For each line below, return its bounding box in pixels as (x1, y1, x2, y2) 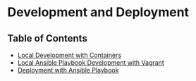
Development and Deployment (7, 4, 189, 20)
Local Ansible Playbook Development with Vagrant (17, 58, 164, 67)
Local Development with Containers (17, 51, 122, 59)
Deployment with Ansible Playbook (17, 66, 119, 74)
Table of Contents (7, 32, 88, 44)
